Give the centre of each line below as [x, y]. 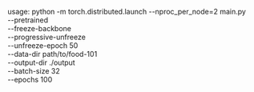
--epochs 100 [30, 80]
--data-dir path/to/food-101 [52, 54]
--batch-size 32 [34, 71]
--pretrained [28, 20]
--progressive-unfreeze [46, 37]
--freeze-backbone [39, 28]
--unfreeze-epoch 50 [43, 46]
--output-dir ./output [41, 62]
